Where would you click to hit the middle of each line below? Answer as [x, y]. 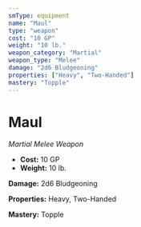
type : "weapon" [34, 30]
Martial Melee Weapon [46, 144]
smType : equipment [39, 16]
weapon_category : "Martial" [55, 53]
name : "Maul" [30, 23]
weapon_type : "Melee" [44, 61]
